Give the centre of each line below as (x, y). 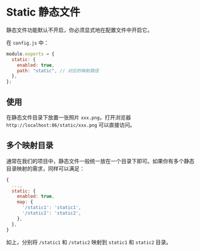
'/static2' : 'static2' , (52, 213)
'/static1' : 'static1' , (52, 208)
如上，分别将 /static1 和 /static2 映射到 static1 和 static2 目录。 (89, 242)
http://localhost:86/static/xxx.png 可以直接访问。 (71, 125)
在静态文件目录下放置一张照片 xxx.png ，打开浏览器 (69, 117)
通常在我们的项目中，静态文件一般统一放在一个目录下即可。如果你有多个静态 (100, 161)
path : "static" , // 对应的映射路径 (58, 71)
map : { (25, 202)
